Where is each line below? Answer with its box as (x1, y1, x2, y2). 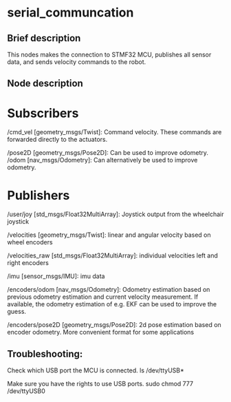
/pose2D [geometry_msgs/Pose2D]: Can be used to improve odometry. (7, 149, 208, 157)
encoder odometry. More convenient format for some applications (7, 328, 195, 337)
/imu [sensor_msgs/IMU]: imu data (7, 272, 105, 280)
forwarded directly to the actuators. (7, 136, 108, 144)
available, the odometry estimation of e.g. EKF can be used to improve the (7, 300, 217, 308)
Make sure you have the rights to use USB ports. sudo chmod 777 (7, 380, 194, 388)
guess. (7, 308, 26, 316)
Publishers (7, 187, 70, 203)
